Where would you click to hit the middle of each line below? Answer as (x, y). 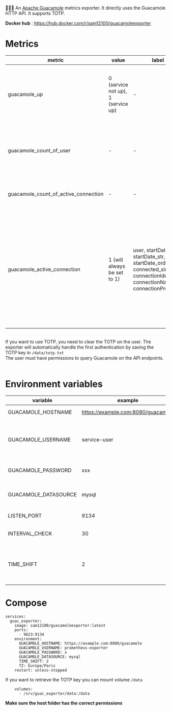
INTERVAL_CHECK (30, 533)
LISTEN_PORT (25, 515)
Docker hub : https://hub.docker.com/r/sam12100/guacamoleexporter (78, 23)
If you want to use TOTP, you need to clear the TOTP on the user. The (78, 341)
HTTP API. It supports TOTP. (35, 13)
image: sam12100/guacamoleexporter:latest (60, 625)
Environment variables (54, 384)
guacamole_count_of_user (39, 150)
